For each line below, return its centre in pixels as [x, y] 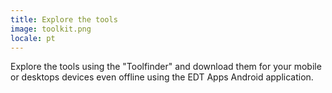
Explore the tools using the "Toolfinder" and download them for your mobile [166, 67]
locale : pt [33, 38]
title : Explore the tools [64, 19]
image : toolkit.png [51, 29]
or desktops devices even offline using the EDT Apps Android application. [162, 77]
